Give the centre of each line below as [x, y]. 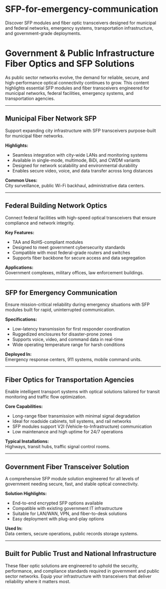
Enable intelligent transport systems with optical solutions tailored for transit [83, 392]
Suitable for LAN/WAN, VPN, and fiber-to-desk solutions [70, 513]
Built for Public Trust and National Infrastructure [81, 554]
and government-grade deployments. [43, 33]
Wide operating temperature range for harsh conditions [68, 345]
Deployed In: [19, 354]
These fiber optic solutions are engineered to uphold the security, [72, 566]
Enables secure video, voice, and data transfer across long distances [83, 170]
